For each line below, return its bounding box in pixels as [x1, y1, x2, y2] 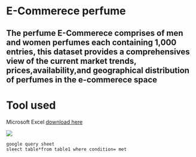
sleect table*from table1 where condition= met [6, 146, 127, 152]
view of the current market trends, [6, 56, 137, 66]
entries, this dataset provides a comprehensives [6, 47, 190, 57]
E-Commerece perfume [6, 4, 127, 18]
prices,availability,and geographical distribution [6, 65, 190, 75]
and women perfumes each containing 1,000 [6, 37, 177, 47]
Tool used [6, 98, 56, 112]
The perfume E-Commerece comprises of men [6, 28, 183, 38]
